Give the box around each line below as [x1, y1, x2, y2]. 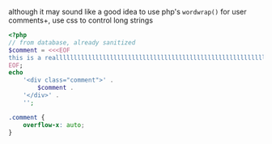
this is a [8, 53, 42, 61]
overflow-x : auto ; [23, 121, 85, 129]
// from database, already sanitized [8, 38, 136, 47]
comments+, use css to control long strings [8, 15, 154, 25]
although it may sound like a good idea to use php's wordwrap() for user [8, 7, 247, 16]
